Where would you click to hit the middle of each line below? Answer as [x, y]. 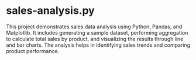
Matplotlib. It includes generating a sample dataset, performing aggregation [97, 32]
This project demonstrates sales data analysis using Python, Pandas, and [94, 27]
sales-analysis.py [50, 11]
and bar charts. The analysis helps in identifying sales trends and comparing [98, 45]
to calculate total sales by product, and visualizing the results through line [95, 39]
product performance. [33, 51]
